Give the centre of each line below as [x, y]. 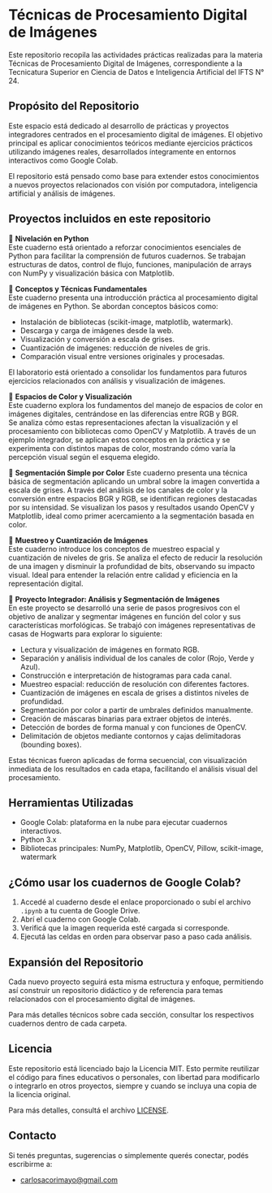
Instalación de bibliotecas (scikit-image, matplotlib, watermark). [127, 322]
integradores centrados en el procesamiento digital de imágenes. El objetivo [136, 134]
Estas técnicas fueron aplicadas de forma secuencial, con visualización [128, 760]
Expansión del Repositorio [76, 962]
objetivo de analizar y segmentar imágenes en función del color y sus [125, 616]
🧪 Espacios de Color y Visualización [70, 397]
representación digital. [46, 583]
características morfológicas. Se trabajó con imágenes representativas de [132, 625]
